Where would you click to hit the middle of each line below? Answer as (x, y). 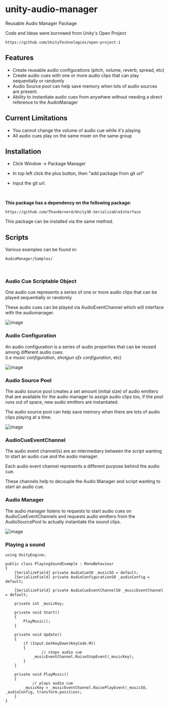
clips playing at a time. (29, 417)
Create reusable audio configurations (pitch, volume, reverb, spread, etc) (88, 70)
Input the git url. (29, 183)
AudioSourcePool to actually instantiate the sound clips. (63, 522)
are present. (25, 91)
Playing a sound (25, 544)
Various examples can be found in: (41, 250)
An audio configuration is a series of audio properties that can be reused (81, 347)
